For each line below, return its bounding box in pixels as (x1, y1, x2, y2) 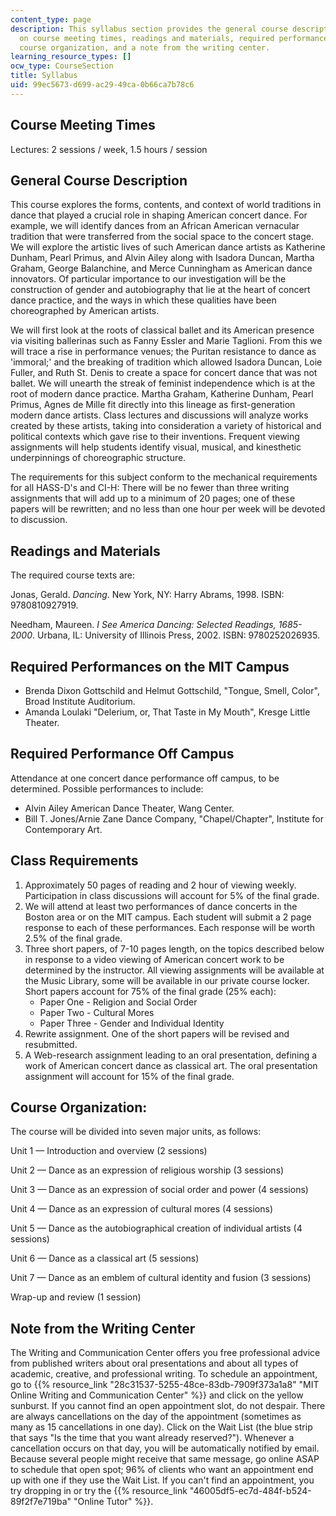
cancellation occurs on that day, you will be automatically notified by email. (10, 1442, 320, 1455)
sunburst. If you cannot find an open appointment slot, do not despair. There (10, 1400, 326, 1412)
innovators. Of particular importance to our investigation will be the (10, 273, 287, 285)
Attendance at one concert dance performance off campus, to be (10, 772, 280, 784)
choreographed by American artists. (10, 305, 160, 317)
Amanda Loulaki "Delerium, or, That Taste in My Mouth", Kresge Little (24, 706, 311, 718)
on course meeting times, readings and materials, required (19, 33, 275, 43)
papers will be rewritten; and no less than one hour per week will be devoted (10, 503, 326, 515)
